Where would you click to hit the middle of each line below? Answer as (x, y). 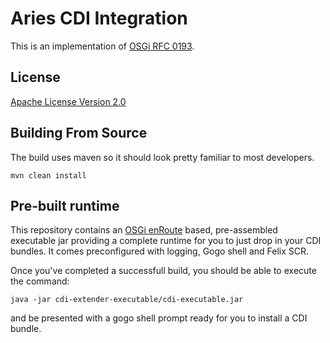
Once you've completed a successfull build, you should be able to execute (163, 271)
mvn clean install (48, 175)
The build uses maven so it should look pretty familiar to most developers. (162, 157)
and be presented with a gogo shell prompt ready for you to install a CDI (159, 318)
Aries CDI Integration (99, 18)
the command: (40, 281)
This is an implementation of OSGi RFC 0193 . (102, 46)
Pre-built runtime (65, 205)
